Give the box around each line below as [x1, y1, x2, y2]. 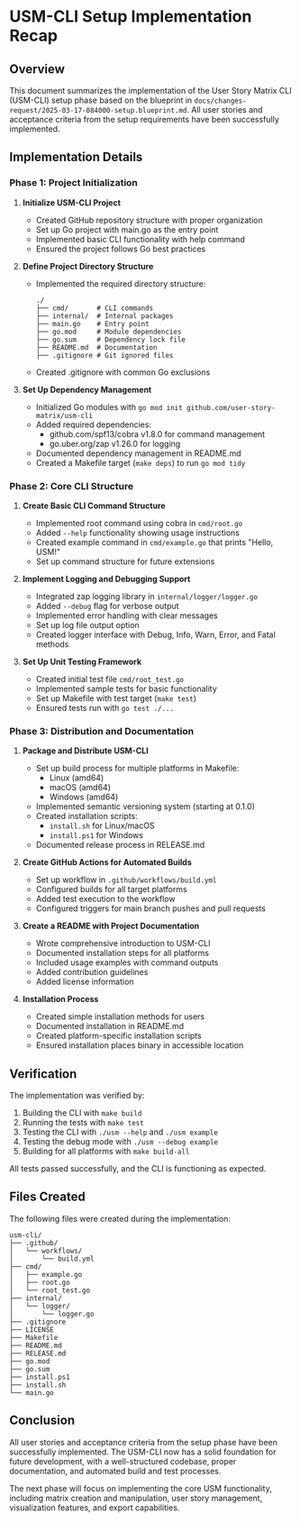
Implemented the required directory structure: [35, 278, 206, 289]
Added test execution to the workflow [35, 894, 176, 905]
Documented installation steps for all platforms [35, 948, 210, 959]
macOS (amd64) [49, 782, 111, 793]
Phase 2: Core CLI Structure [9, 479, 133, 492]
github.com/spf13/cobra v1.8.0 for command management [49, 428, 266, 439]
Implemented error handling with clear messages [35, 610, 219, 621]
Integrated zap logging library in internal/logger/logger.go [35, 590, 259, 601]
